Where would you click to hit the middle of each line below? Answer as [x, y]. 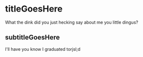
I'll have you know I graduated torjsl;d [43, 49]
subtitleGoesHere [32, 37]
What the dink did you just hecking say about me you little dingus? [71, 22]
